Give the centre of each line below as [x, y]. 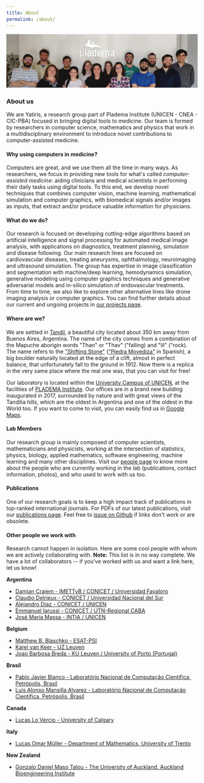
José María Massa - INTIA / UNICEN [60, 617]
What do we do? [27, 220]
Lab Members [24, 429]
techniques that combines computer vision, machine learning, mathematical [101, 194]
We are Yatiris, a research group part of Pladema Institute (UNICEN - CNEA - [102, 115]
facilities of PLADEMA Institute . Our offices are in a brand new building [95, 389]
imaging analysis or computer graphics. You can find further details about [98, 298]
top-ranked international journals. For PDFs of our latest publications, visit [99, 508]
